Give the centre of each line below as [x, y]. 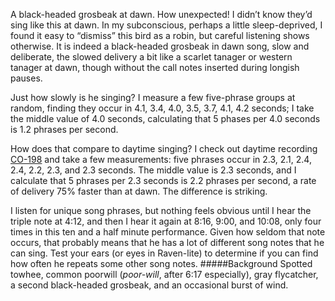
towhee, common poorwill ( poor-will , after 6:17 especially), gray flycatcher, [164, 274]
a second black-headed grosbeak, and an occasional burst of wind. [149, 285]
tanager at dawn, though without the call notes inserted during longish [155, 67]
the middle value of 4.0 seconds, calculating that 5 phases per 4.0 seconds [165, 118]
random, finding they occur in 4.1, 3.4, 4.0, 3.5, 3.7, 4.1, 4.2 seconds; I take [162, 108]
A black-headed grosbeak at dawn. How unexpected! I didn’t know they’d [161, 14]
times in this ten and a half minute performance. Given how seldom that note [168, 232]
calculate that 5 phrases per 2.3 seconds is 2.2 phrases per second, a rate [163, 180]
